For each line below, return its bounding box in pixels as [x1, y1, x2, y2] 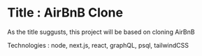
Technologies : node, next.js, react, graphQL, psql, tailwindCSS [7, 41, 189, 49]
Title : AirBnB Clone [7, 5, 124, 21]
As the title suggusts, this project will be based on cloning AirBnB [7, 28, 195, 36]
